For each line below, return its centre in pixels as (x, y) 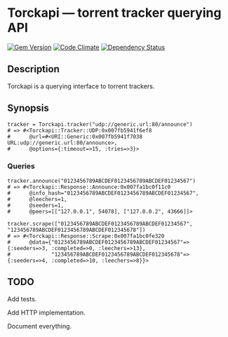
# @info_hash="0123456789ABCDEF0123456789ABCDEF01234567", (103, 193)
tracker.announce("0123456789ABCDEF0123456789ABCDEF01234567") (102, 181)
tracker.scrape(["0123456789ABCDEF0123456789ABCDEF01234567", (100, 223)
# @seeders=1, (36, 205)
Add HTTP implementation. (46, 312)
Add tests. (22, 298)
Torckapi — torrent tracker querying (114, 13)
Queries (21, 166)
